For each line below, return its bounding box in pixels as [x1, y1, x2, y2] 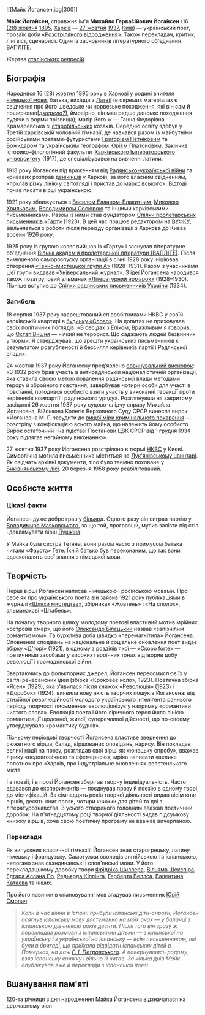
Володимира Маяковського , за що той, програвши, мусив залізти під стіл [6, 521, 199, 529]
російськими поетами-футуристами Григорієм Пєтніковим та [6, 135, 168, 142]
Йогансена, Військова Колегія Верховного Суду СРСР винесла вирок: [6, 408, 190, 415]
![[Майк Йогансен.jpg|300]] [6, 6, 78, 13]
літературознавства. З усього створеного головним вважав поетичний [6, 804, 193, 811]
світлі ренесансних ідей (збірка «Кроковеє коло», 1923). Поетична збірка [6, 676, 199, 683]
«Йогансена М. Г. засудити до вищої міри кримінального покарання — [6, 414, 192, 421]
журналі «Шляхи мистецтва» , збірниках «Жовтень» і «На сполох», [6, 600, 181, 607]
